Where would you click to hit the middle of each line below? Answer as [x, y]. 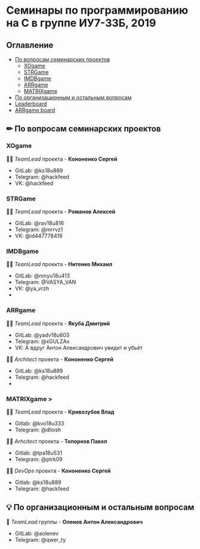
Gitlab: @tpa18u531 [39, 453]
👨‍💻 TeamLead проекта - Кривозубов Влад [60, 412]
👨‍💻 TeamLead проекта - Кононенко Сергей [62, 159]
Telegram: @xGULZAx [42, 341]
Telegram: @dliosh [38, 430]
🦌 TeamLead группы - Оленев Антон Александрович [75, 522]
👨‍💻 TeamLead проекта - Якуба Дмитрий [58, 323]
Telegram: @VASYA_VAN [45, 282]
